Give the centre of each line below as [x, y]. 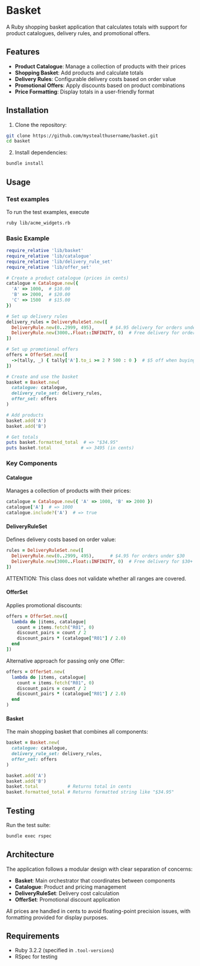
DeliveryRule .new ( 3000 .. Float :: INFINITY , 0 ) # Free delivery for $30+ [102, 561]
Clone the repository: [41, 125]
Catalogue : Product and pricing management [71, 887]
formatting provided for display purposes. [57, 917]
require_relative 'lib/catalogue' [49, 256]
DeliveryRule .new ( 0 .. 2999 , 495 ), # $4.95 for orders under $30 [98, 556]
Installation [27, 111]
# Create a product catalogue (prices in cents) [68, 278]
